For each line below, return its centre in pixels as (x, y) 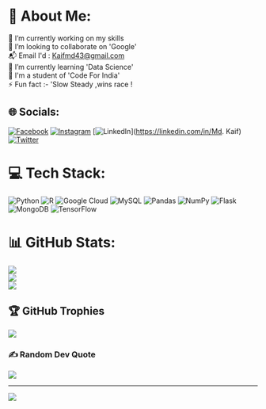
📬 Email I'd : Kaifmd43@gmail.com (66, 55)
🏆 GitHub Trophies (57, 311)
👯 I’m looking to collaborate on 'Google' (72, 46)
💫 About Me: (50, 16)
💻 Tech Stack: (57, 173)
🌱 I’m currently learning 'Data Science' (71, 67)
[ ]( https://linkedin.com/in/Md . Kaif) (167, 131)
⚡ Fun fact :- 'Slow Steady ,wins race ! (70, 84)
